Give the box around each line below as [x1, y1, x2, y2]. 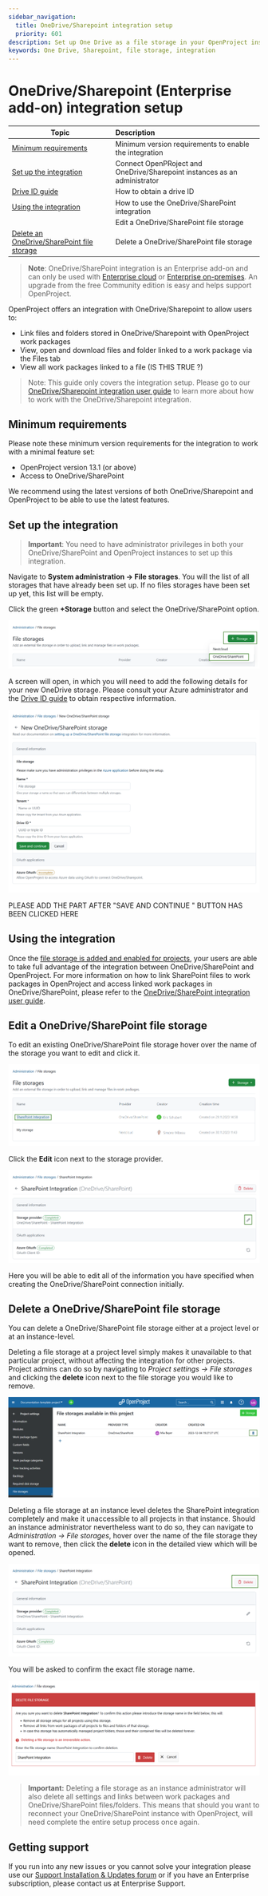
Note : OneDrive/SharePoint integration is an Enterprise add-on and [27, 263, 249, 273]
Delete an [11, 228, 44, 239]
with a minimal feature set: [8, 447, 96, 457]
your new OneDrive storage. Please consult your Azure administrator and [8, 685, 249, 695]
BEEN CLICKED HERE [8, 908, 79, 918]
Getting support [8, 1840, 89, 1854]
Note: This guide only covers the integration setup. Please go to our [27, 378, 250, 387]
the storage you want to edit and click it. [8, 1048, 140, 1058]
